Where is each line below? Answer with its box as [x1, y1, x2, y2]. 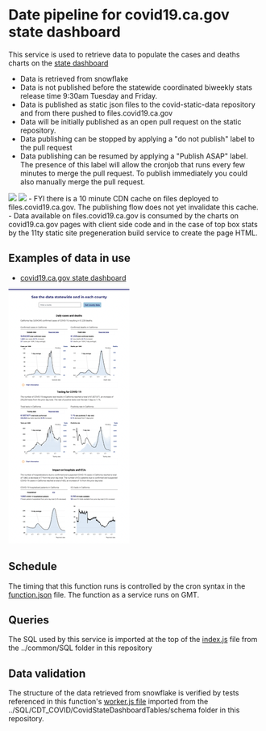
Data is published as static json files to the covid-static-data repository [19, 99, 256, 109]
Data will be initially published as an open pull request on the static [19, 116, 242, 126]
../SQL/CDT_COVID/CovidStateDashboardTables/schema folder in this [8, 705, 240, 715]
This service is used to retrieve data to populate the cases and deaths [8, 49, 240, 59]
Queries [8, 613, 50, 627]
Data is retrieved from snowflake [19, 74, 129, 83]
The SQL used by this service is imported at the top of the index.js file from [8, 635, 258, 644]
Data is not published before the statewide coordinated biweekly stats [19, 82, 252, 92]
